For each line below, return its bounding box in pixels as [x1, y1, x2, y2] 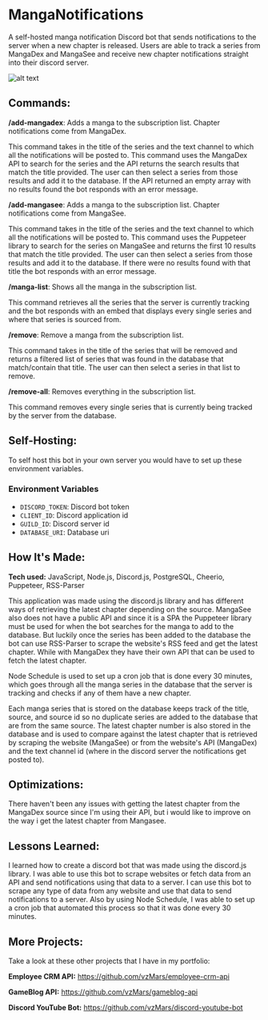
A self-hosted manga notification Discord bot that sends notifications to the [8, 32, 257, 42]
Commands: [8, 96, 71, 110]
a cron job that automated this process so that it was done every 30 [8, 903, 231, 913]
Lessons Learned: [8, 839, 100, 853]
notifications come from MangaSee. [8, 208, 126, 218]
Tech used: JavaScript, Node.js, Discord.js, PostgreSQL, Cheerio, [8, 571, 226, 582]
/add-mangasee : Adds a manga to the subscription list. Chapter [8, 200, 220, 209]
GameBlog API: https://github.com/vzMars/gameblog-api [8, 987, 198, 997]
